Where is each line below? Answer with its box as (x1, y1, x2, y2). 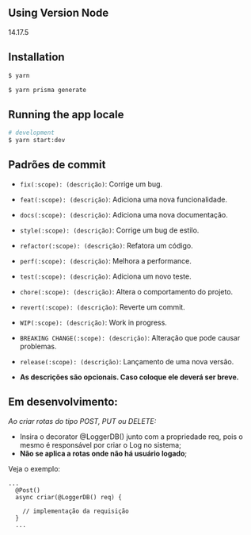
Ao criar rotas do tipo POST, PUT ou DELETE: (8, 416, 157, 425)
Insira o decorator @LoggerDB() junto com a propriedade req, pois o (19, 432, 243, 441)
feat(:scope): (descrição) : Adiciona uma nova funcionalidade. (19, 194, 228, 204)
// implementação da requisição (22, 507, 129, 515)
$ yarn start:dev (8, 137, 66, 144)
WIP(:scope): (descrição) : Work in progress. (19, 318, 168, 327)
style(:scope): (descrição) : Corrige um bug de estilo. (19, 225, 200, 235)
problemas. (19, 341, 57, 351)
